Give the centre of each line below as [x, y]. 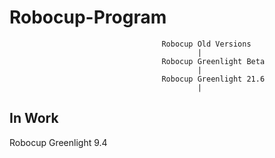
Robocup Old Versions [206, 44]
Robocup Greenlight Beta [213, 61]
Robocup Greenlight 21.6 [213, 79]
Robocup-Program [88, 17]
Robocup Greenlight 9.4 [58, 142]
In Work [34, 118]
